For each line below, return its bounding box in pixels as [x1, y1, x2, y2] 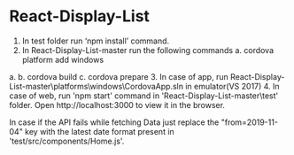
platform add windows [21, 54, 104, 65]
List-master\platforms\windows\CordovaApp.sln [9, 81, 184, 91]
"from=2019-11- [220, 117, 279, 128]
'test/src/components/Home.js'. [9, 136, 125, 146]
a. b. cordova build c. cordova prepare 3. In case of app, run [9, 71, 228, 81]
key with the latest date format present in [25, 126, 174, 136]
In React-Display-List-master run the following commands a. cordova [21, 44, 275, 55]
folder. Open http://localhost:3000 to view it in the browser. [9, 99, 226, 110]
